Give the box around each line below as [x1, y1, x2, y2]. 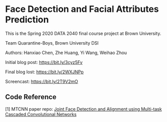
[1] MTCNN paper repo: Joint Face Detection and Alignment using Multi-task [5, 106, 162, 112]
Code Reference [5, 93, 57, 101]
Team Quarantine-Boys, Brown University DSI [5, 40, 99, 46]
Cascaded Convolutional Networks [5, 111, 77, 117]
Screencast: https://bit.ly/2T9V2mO [5, 78, 78, 84]
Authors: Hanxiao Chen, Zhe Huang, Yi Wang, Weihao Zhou [5, 50, 127, 56]
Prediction [5, 14, 49, 25]
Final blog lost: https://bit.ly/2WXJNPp [5, 68, 84, 75]
